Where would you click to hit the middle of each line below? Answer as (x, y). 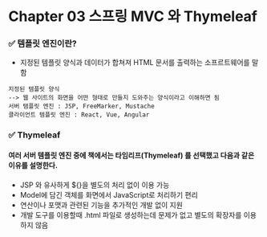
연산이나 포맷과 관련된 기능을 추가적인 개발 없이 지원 (101, 205)
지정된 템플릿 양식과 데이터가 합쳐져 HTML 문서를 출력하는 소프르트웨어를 (135, 63)
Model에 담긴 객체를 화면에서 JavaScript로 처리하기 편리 (109, 194)
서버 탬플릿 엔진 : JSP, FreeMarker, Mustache (81, 106)
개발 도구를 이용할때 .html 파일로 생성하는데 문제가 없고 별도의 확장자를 (131, 215)
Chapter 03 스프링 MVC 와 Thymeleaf (133, 16)
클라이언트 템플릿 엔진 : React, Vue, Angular (79, 115)
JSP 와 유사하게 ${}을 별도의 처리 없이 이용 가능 (95, 185)
